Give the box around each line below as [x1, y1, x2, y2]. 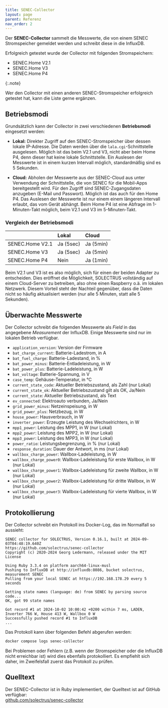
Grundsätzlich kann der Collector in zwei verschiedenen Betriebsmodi [5, 123, 151, 129]
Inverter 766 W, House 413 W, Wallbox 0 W [5, 611, 95, 616]
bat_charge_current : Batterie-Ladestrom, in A [12, 350, 106, 356]
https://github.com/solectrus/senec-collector [5, 545, 104, 550]
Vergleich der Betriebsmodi [5, 219, 74, 226]
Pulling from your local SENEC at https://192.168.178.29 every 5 [5, 576, 147, 581]
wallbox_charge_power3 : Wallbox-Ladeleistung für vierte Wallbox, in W [12, 489, 157, 495]
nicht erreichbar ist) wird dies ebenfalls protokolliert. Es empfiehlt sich [5, 653, 150, 659]
